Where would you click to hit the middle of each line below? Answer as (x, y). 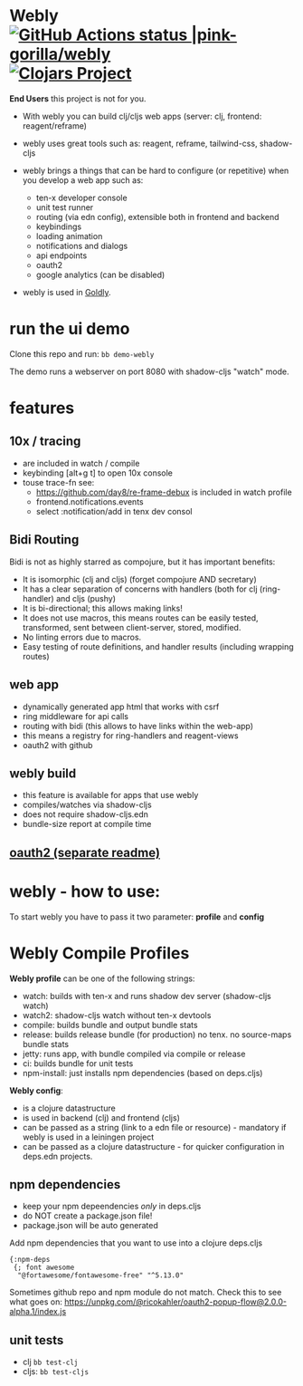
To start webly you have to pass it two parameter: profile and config (137, 917)
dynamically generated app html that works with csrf (121, 707)
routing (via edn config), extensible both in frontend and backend (157, 217)
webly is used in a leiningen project (88, 1137)
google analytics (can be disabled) (100, 274)
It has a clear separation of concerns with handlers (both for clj (140, 589)
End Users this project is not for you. (78, 98)
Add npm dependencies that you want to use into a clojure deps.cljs (136, 1243)
